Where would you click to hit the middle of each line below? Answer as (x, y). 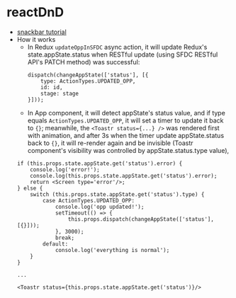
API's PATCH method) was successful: (84, 62)
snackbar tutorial (41, 32)
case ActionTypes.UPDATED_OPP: (89, 200)
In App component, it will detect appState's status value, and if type (127, 113)
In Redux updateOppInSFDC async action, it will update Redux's (117, 47)
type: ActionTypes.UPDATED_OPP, (88, 81)
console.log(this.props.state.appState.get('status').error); (124, 176)
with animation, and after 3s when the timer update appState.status (126, 135)
